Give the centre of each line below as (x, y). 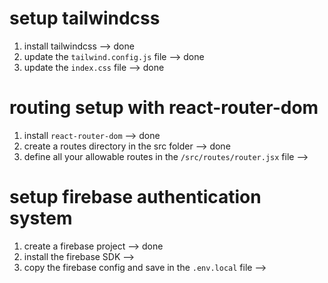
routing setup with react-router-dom (164, 108)
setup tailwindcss (85, 18)
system (41, 218)
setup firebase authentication (135, 197)
